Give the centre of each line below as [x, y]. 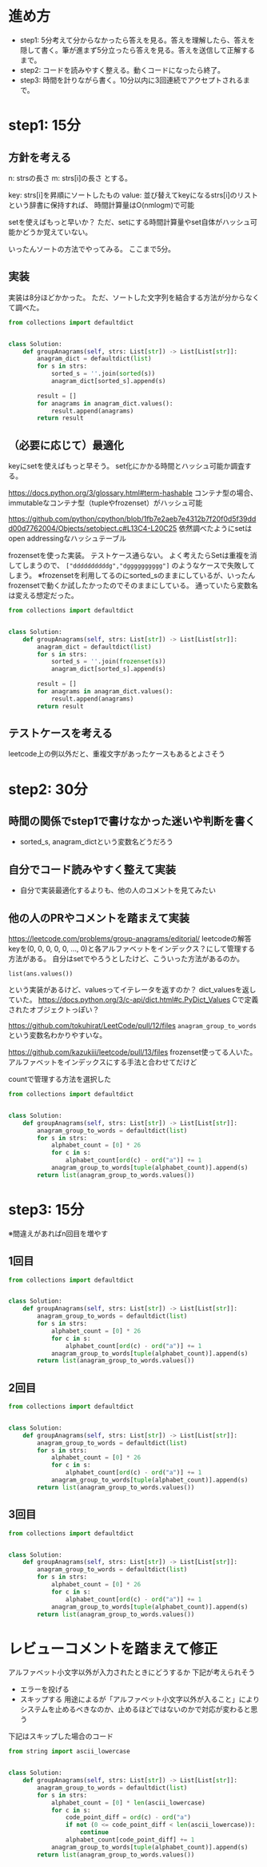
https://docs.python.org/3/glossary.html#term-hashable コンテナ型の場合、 [133, 493]
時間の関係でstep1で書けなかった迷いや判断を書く [132, 821]
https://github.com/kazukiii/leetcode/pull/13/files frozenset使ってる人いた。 [133, 1052]
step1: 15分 [45, 126]
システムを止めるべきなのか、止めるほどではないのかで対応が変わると [135, 1709]
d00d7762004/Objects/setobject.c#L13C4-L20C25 [93, 529]
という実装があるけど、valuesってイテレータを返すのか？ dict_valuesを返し [132, 989]
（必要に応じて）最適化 [66, 445]
